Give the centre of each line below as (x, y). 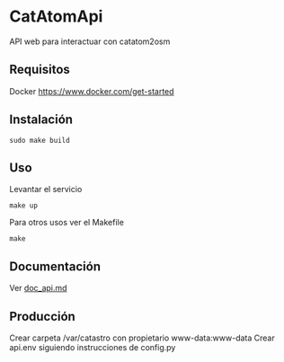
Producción (43, 316)
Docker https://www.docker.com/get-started (92, 91)
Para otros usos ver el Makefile (67, 223)
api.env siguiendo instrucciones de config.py (93, 347)
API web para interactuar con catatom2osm (90, 41)
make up (24, 206)
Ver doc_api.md (38, 288)
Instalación (41, 120)
